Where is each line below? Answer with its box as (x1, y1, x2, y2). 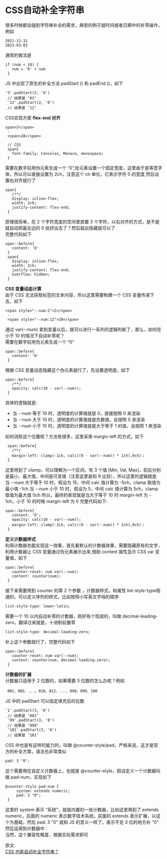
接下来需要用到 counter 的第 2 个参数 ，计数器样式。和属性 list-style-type (5, 587, 156, 594)
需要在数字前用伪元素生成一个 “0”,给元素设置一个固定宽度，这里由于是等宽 (5, 165, 158, 171)
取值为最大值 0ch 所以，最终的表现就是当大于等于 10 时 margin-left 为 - (5, 492, 152, 498)
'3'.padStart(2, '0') (5, 90, 50, 95)
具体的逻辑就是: (5, 399, 37, 406)
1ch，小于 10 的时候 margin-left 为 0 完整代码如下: (5, 498, 108, 504)
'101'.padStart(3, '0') (7, 727, 57, 732)
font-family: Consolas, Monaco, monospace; (11, 151, 104, 156)
